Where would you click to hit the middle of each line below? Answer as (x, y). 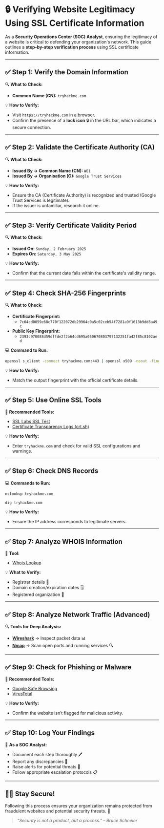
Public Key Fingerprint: (36, 331)
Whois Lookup (27, 563)
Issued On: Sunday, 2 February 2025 (49, 249)
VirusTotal (22, 694)
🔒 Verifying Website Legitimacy (70, 10)
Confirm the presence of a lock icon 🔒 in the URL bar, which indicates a (84, 120)
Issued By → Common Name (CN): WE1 (51, 170)
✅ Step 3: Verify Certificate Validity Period (71, 225)
